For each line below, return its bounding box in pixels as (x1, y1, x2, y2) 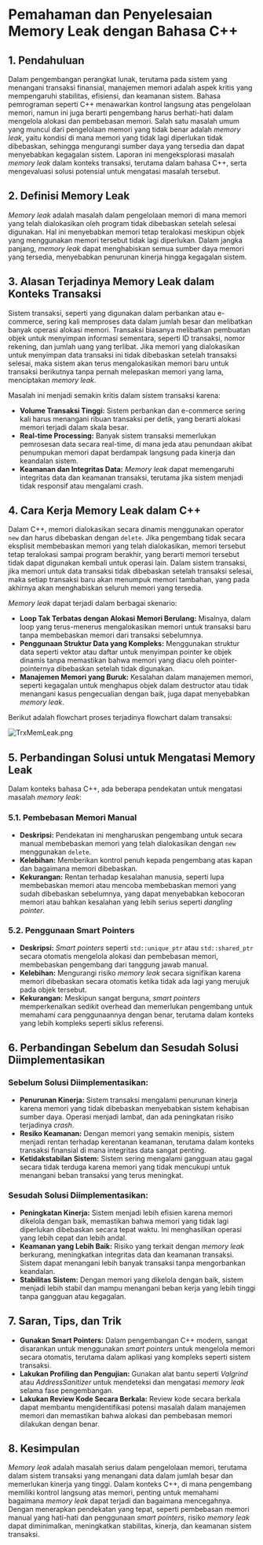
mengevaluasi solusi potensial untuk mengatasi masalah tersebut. (8, 167, 221, 176)
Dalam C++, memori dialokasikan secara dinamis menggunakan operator (8, 525, 244, 534)
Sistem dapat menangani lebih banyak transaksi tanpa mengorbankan (19, 1258, 246, 1268)
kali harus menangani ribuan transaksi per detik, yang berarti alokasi (19, 414, 241, 423)
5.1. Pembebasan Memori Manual (8, 812, 137, 823)
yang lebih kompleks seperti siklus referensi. (19, 1018, 164, 1027)
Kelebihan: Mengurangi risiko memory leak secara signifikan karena (19, 967, 241, 978)
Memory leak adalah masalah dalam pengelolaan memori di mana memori (8, 210, 247, 220)
